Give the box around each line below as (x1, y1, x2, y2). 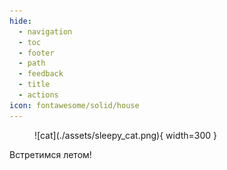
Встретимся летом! (9, 148, 92, 160)
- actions (18, 90, 59, 100)
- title (18, 80, 51, 90)
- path (18, 58, 46, 69)
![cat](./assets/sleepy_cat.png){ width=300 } (34, 129, 218, 141)
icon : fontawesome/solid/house (9, 100, 140, 110)
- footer (18, 48, 55, 58)
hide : (9, 16, 32, 26)
